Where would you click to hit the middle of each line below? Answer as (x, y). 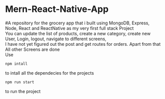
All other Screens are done (33, 49)
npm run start (20, 82)
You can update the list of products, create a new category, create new (78, 33)
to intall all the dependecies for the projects (50, 73)
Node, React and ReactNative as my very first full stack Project (70, 28)
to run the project (23, 91)
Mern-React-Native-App (57, 9)
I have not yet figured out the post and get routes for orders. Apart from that (83, 44)
